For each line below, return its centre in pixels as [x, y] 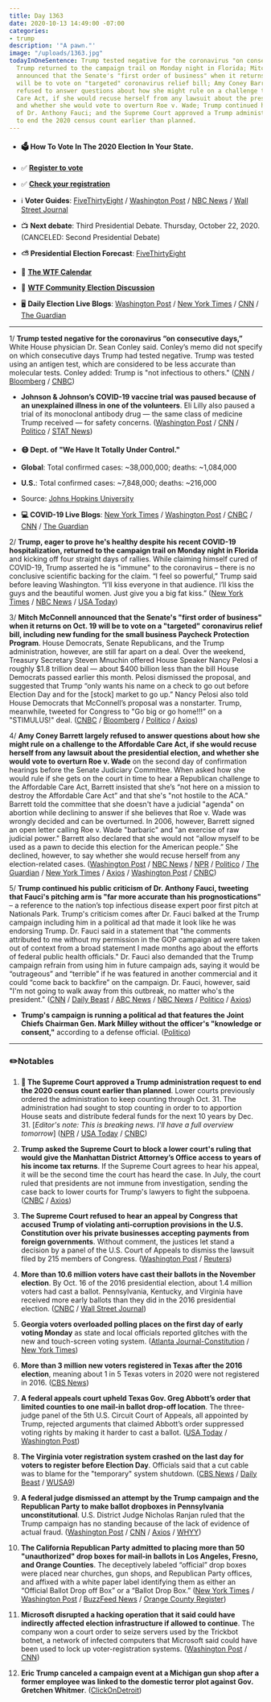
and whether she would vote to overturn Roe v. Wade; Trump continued [137, 106]
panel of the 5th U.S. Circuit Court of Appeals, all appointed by [145, 1415]
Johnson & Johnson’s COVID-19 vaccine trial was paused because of [138, 397]
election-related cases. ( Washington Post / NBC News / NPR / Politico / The [134, 864]
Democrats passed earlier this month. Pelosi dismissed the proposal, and [130, 677]
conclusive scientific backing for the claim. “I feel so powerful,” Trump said [133, 576]
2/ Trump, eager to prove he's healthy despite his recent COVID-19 [123, 542]
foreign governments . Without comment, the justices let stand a [128, 1241]
